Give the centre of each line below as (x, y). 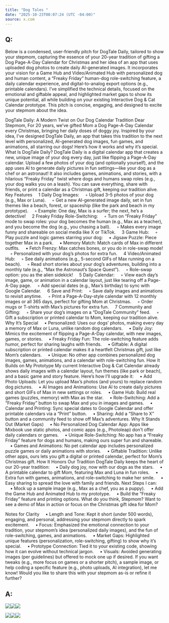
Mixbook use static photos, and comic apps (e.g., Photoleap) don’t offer (80, 430)
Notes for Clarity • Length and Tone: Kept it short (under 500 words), (79, 514)
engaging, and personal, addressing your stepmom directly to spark (75, 520)
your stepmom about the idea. (36, 111)
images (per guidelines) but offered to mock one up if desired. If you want (82, 557)
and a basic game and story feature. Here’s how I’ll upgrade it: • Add (79, 376)
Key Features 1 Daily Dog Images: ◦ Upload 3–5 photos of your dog (79, 195)
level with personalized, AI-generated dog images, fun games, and (74, 142)
